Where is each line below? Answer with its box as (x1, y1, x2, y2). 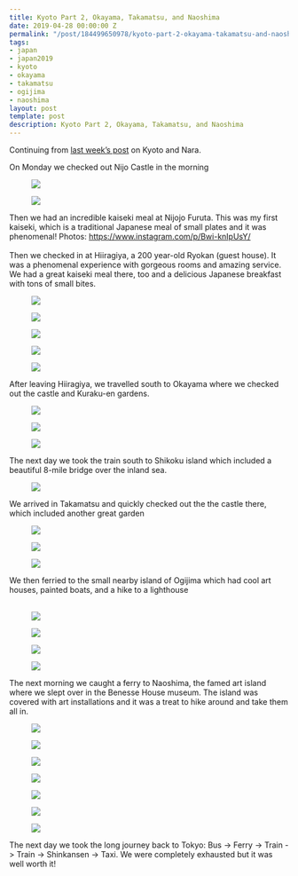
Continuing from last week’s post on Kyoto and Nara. (9, 145, 202, 155)
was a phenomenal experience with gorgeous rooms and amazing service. (9, 259, 282, 270)
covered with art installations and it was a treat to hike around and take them (9, 697, 288, 706)
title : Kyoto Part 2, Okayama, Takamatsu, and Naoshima (9, 12, 220, 22)
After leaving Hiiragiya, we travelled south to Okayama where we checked (9, 379, 279, 389)
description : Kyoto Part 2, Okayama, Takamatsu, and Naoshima (9, 121, 244, 130)
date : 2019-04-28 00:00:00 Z (9, 21, 117, 30)
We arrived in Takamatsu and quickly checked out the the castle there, (9, 499, 267, 509)
